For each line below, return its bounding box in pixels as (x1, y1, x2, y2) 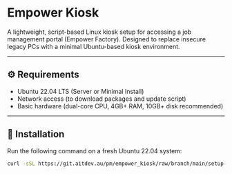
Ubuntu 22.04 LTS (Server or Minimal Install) (17, 87, 144, 95)
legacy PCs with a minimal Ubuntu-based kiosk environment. (7, 42, 181, 50)
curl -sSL (7, 160, 36, 167)
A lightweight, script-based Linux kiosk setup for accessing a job (7, 28, 192, 36)
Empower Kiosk (7, 5, 99, 21)
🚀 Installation (7, 128, 65, 140)
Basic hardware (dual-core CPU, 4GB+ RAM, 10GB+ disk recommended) (17, 101, 224, 110)
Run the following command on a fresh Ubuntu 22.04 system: (7, 146, 182, 155)
